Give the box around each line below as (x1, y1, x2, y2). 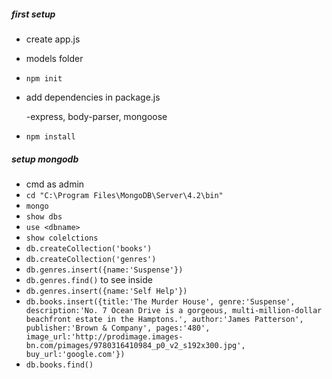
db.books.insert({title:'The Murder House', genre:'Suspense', (25, 296, 296, 307)
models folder (25, 52, 84, 64)
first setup (11, 8, 56, 20)
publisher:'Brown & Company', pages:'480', (25, 323, 211, 333)
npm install (25, 131, 76, 142)
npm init (25, 73, 63, 84)
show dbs (25, 211, 63, 222)
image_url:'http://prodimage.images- (25, 331, 184, 342)
